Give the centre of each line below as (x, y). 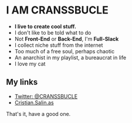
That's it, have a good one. (38, 114)
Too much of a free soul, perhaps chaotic (65, 51)
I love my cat (30, 64)
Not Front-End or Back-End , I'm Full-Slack (67, 39)
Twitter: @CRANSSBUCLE (46, 96)
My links (22, 82)
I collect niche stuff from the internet (59, 45)
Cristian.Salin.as (34, 102)
